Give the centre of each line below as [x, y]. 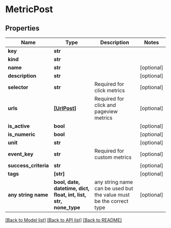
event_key [21, 154]
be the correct [111, 201]
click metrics [110, 90]
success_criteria [28, 165]
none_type [67, 207]
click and [105, 105]
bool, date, [67, 182]
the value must [112, 195]
